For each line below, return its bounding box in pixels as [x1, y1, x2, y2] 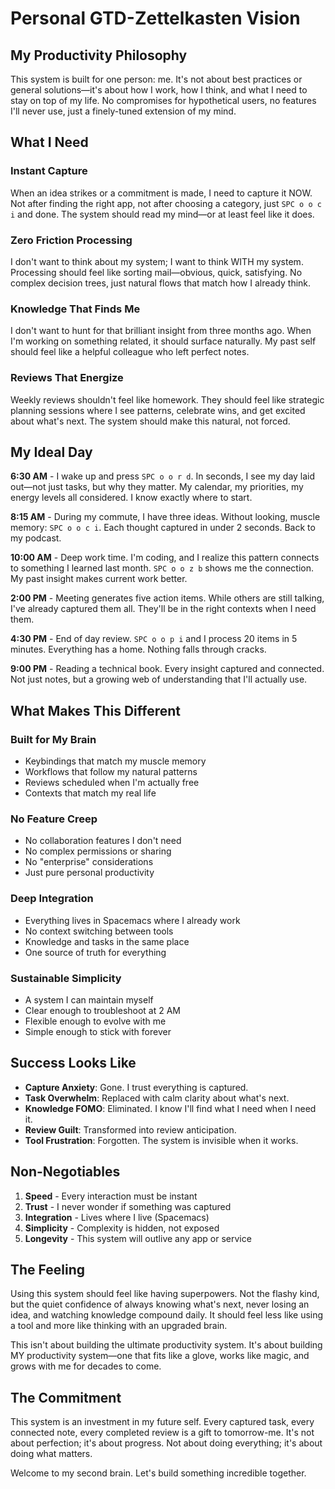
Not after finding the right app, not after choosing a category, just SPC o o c [10, 197, 322, 209]
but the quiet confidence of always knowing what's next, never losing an [10, 1298, 310, 1311]
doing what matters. [10, 1448, 93, 1460]
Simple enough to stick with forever [24, 1025, 172, 1037]
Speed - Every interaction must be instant [24, 1190, 198, 1202]
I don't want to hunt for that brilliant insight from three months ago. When [10, 325, 312, 337]
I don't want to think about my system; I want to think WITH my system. [10, 255, 304, 267]
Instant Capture [10, 164, 88, 178]
